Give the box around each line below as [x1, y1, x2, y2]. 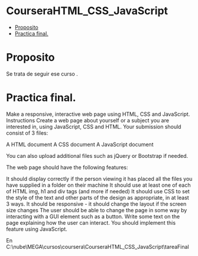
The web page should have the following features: [6, 164, 128, 171]
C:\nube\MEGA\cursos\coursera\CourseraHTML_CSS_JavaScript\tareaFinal [6, 243, 189, 250]
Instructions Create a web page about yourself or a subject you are [6, 116, 170, 124]
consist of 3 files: [6, 129, 48, 137]
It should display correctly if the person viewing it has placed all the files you [6, 175, 193, 182]
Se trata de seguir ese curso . [6, 70, 78, 77]
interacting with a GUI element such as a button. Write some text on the [6, 213, 180, 220]
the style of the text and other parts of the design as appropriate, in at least [6, 194, 189, 201]
